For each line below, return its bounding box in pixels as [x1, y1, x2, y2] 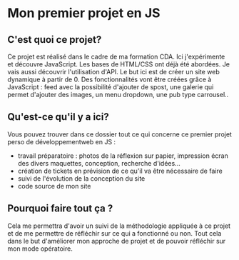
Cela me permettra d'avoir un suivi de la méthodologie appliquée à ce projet [7, 221, 230, 230]
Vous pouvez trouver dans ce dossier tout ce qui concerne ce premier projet [7, 130, 232, 139]
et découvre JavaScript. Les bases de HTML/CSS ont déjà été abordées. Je [7, 60, 230, 69]
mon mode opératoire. [7, 244, 73, 253]
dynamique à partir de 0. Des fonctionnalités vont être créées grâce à [7, 75, 212, 84]
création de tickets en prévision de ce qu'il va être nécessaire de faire [17, 166, 223, 175]
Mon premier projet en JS [7, 5, 161, 21]
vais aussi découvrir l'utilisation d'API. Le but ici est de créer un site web [7, 68, 220, 76]
